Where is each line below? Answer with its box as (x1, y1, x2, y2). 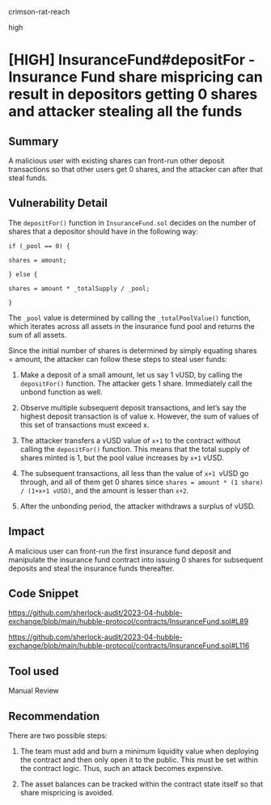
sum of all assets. (8, 330, 67, 339)
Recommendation (8, 709, 100, 723)
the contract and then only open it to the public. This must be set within (19, 755, 259, 765)
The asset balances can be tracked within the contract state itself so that (19, 779, 264, 789)
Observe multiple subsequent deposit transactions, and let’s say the (19, 402, 247, 412)
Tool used (8, 664, 59, 678)
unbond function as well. (19, 387, 103, 397)
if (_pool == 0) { (8, 242, 70, 250)
